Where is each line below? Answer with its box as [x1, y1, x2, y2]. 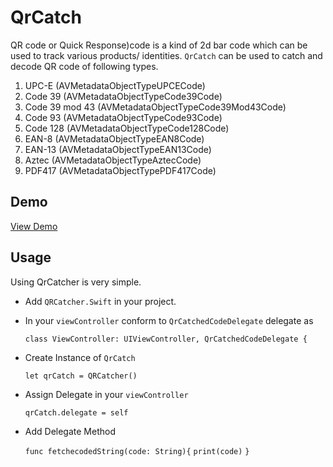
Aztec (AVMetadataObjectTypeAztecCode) [24, 154, 202, 166]
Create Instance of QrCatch [24, 351, 136, 363]
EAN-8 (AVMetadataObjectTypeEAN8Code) [24, 132, 205, 145]
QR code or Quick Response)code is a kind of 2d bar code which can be [10, 39, 308, 51]
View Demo [10, 220, 58, 232]
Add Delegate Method [24, 425, 116, 437]
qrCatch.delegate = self [24, 407, 129, 418]
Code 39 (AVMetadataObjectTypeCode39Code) [24, 90, 223, 102]
